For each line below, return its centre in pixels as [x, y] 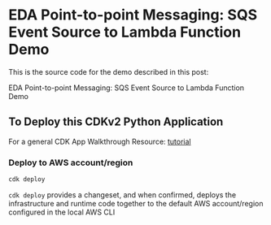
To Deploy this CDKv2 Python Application [116, 122]
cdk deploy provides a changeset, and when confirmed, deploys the [122, 195]
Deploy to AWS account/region [71, 162]
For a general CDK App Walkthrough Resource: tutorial [100, 141]
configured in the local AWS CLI [62, 212]
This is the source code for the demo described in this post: [109, 71]
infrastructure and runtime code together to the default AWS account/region [136, 203]
